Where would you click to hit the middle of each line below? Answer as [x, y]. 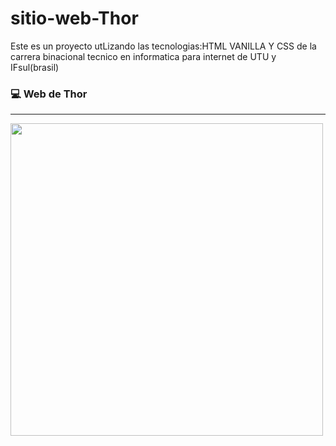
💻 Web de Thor [49, 94]
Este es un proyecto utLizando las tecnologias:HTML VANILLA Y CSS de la [163, 46]
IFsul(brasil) [35, 67]
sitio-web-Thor [74, 18]
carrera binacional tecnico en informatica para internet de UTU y [143, 56]
